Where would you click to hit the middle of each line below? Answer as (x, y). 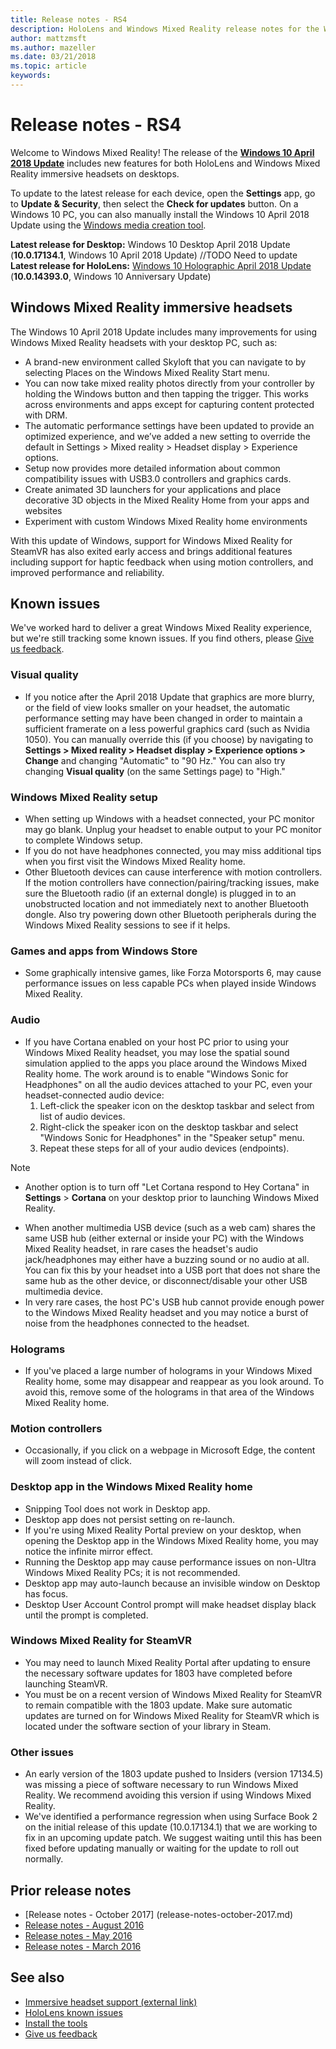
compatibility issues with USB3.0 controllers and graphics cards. (158, 478)
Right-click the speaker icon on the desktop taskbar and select (169, 1127)
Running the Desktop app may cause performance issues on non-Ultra (170, 1562)
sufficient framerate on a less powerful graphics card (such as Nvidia (167, 728)
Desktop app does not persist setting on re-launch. (130, 1519)
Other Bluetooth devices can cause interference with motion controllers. (173, 872)
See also (37, 1977)
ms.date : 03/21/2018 (53, 57)
